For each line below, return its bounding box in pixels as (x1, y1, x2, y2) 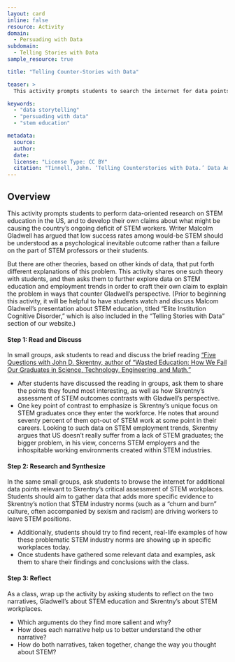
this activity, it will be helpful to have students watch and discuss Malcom (7, 296, 219, 305)
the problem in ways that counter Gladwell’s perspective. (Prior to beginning (7, 289, 227, 298)
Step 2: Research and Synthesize (7, 462, 106, 470)
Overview (7, 190, 51, 203)
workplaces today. (17, 543, 71, 552)
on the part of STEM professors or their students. (7, 246, 149, 254)
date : (13, 152, 30, 159)
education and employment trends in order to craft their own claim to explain (7, 282, 228, 290)
